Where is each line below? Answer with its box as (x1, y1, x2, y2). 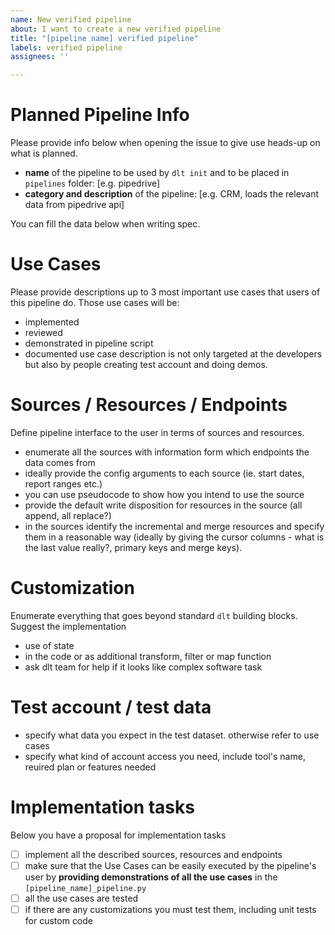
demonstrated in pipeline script (24, 337, 154, 349)
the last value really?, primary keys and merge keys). (24, 541, 243, 553)
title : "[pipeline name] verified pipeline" (10, 33, 199, 43)
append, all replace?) (24, 509, 112, 521)
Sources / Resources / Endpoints (10, 394, 288, 416)
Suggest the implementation (10, 620, 127, 632)
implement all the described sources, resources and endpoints (24, 848, 283, 860)
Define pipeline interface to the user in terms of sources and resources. (10, 426, 305, 438)
